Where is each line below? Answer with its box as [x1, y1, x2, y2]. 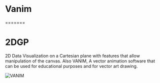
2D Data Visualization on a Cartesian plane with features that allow [5, 53, 140, 59]
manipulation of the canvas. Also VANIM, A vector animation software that [5, 58, 155, 64]
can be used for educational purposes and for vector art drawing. [5, 63, 138, 69]
